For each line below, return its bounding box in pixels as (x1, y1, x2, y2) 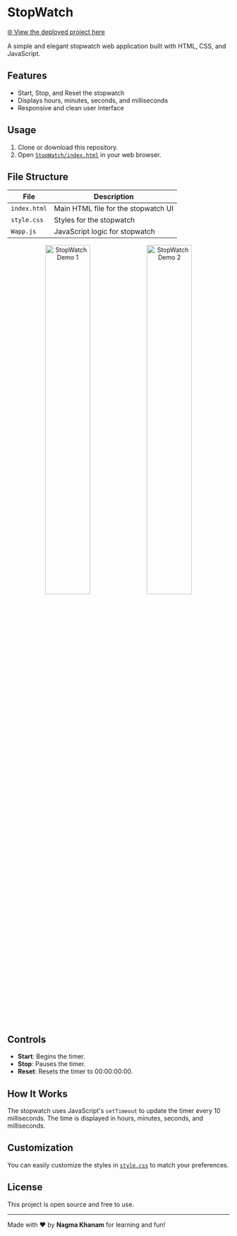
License (7, 1182, 43, 1194)
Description (94, 192, 134, 202)
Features (7, 70, 47, 82)
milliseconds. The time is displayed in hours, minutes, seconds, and (7, 1114, 203, 1122)
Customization (7, 1142, 74, 1154)
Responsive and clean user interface (17, 103, 125, 112)
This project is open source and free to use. (7, 1200, 135, 1208)
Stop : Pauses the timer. (17, 1060, 86, 1068)
